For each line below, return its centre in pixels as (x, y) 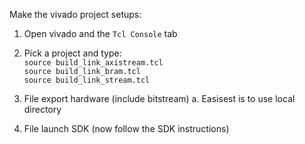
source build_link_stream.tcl (87, 80)
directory (42, 109)
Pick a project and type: (72, 53)
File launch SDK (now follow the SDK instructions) (126, 128)
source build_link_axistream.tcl (93, 63)
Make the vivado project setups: (75, 14)
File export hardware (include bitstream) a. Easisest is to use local (159, 98)
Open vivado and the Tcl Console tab (100, 33)
